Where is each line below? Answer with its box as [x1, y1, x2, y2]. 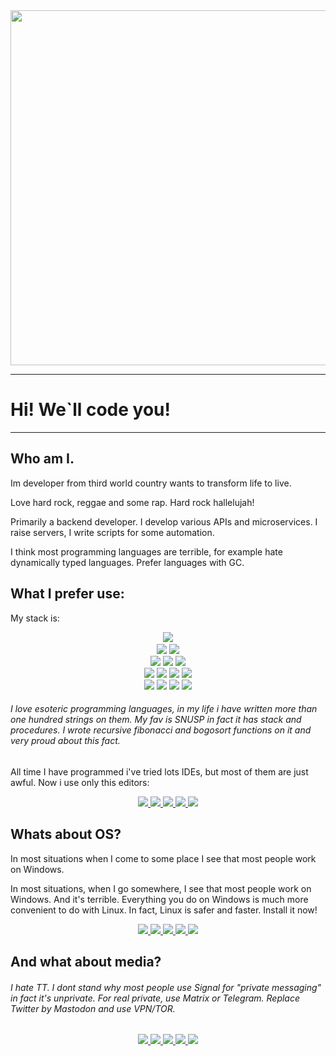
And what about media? [10, 953, 162, 970]
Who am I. [10, 450, 75, 468]
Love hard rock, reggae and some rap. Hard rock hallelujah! [10, 496, 255, 508]
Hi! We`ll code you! [10, 399, 171, 421]
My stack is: [10, 612, 60, 624]
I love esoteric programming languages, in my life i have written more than [10, 703, 318, 715]
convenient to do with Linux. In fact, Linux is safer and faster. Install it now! [10, 904, 318, 916]
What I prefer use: [10, 585, 125, 603]
